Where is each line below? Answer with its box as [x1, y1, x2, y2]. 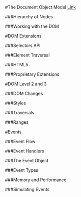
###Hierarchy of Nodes [5, 14, 53, 19]
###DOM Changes [5, 91, 43, 96]
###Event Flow [5, 139, 36, 144]
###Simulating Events [5, 187, 50, 192]
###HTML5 [5, 62, 28, 67]
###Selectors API [5, 43, 41, 49]
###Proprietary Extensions [5, 71, 60, 77]
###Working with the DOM [5, 23, 59, 29]
